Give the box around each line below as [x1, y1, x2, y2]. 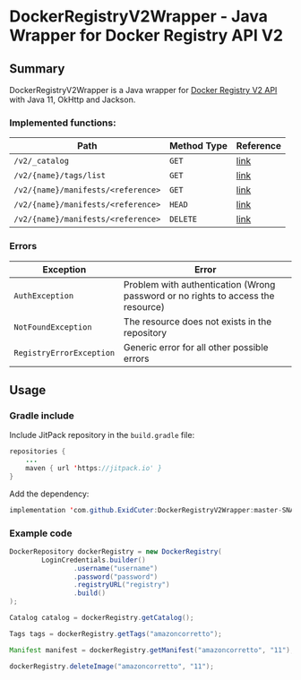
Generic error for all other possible [124, 340, 269, 353]
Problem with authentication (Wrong [124, 278, 276, 290]
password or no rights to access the [124, 289, 275, 302]
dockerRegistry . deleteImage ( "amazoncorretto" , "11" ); [9, 661, 215, 671]
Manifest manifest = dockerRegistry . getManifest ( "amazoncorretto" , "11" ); [9, 645, 295, 655]
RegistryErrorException [13, 348, 116, 357]
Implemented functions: [9, 116, 116, 129]
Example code [9, 527, 73, 539]
